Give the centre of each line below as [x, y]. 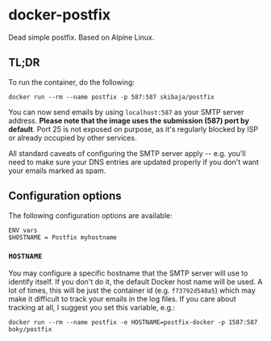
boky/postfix [30, 329]
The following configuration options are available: [91, 215]
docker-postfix [60, 15]
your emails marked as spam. [57, 170]
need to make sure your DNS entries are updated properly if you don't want [134, 162]
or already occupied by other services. [73, 137]
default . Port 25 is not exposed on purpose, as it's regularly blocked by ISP [133, 129]
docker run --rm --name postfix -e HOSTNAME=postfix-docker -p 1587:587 [133, 322]
